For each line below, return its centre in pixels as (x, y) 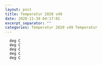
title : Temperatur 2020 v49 (34, 14)
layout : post (18, 9)
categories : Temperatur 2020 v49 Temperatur (51, 28)
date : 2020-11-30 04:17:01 (33, 18)
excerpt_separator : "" (28, 23)
